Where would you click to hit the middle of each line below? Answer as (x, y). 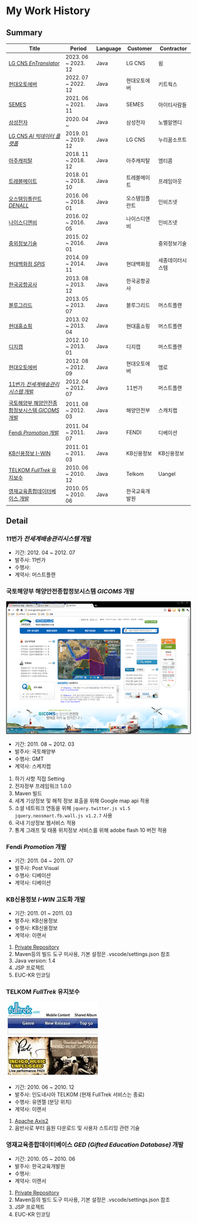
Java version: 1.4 (35, 961)
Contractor (174, 48)
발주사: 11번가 (30, 560)
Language (109, 48)
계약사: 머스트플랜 (35, 575)
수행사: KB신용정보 (36, 928)
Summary (24, 33)
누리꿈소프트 (172, 140)
